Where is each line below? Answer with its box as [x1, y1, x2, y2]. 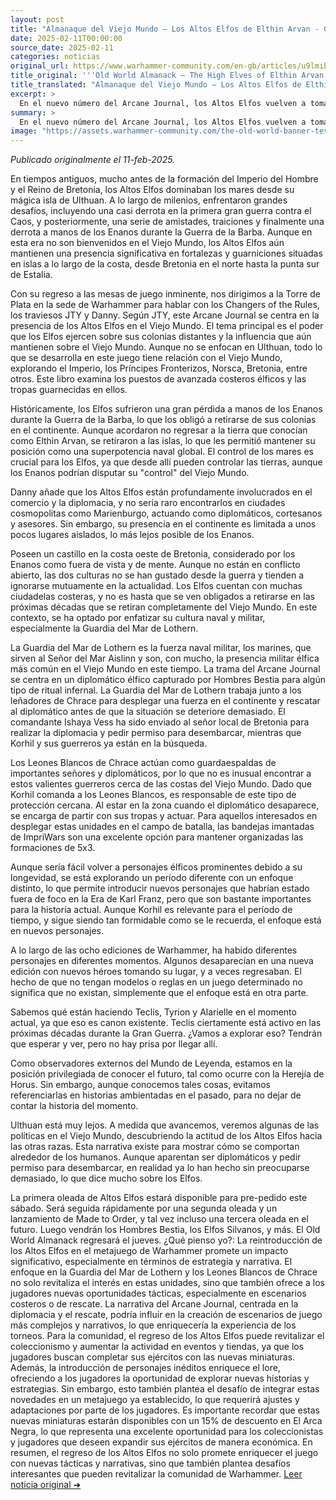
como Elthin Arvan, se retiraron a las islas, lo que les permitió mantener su [10, 435, 316, 447]
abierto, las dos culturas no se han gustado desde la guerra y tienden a [10, 569, 305, 581]
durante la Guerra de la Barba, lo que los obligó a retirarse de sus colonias [10, 414, 317, 426]
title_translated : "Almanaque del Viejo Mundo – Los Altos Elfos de [10, 80, 302, 90]
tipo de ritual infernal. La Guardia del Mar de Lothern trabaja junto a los [10, 684, 302, 696]
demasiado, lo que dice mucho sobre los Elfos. [10, 1172, 203, 1185]
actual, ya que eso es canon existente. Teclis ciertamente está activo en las [10, 1017, 322, 1029]
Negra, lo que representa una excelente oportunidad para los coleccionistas [10, 1426, 324, 1438]
